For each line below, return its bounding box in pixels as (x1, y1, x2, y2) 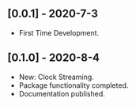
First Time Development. (18, 28, 100, 37)
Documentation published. (18, 89, 105, 98)
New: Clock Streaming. (18, 72, 94, 81)
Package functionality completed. (18, 80, 129, 90)
